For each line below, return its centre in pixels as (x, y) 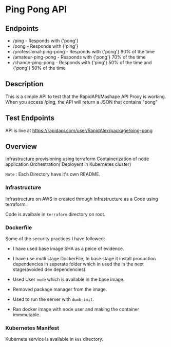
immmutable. (26, 315)
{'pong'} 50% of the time (39, 68)
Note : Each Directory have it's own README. (53, 174)
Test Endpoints (30, 118)
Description (24, 84)
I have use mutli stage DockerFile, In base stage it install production (84, 259)
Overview (21, 147)
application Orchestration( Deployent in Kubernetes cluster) (68, 164)
